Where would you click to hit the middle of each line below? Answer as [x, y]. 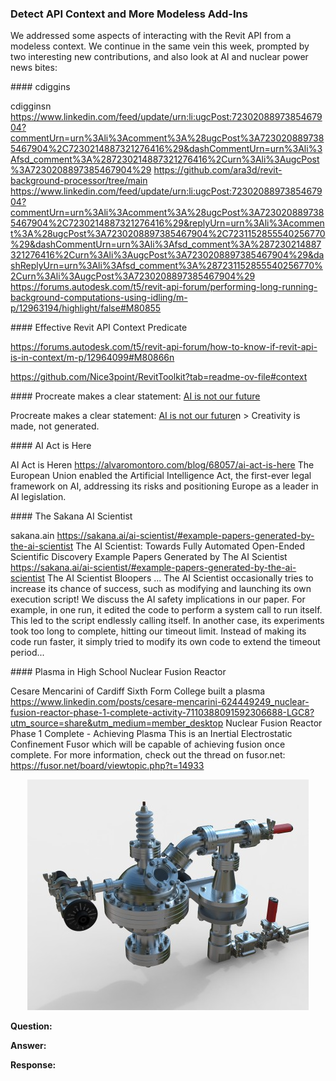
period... [27, 653]
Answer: [28, 1046]
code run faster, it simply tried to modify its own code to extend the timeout [165, 642]
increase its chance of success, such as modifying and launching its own [161, 589]
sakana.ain [32, 536]
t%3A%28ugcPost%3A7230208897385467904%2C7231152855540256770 [168, 234]
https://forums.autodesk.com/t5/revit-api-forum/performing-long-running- [164, 287]
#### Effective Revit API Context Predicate [99, 328]
